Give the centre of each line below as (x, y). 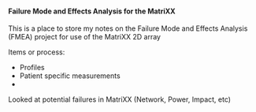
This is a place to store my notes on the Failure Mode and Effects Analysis (128, 28)
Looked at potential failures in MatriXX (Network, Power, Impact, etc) (119, 99)
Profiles (32, 68)
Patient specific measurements (70, 76)
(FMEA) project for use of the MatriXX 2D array (85, 37)
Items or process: (37, 52)
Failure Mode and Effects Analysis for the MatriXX (92, 11)
